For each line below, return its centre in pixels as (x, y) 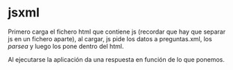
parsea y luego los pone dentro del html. (66, 46)
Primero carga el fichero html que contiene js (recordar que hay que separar (117, 32)
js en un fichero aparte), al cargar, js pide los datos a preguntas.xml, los (110, 38)
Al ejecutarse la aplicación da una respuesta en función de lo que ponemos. (116, 59)
